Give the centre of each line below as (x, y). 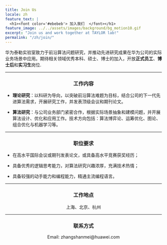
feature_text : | (22, 19)
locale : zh (16, 14)
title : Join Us (21, 10)
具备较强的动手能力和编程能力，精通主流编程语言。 (65, 176)
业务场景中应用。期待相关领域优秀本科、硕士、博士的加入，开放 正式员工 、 (81, 58)
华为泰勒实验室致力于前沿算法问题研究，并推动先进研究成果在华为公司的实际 (83, 52)
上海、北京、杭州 (83, 207)
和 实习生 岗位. (28, 65)
